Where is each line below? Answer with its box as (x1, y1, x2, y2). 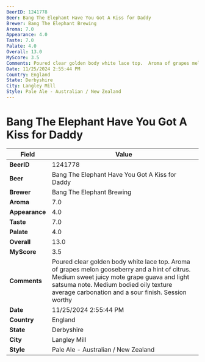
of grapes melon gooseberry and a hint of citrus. (51, 265, 191, 273)
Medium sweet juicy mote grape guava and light (51, 273, 190, 281)
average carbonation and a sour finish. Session (51, 288, 187, 297)
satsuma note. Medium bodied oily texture (51, 280, 173, 289)
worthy (51, 295, 72, 304)
